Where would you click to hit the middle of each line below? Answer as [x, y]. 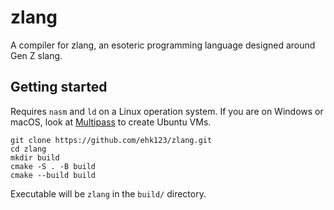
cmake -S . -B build [53, 166]
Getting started [59, 87]
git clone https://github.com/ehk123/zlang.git [111, 140]
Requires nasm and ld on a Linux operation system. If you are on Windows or [167, 111]
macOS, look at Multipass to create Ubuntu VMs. [111, 122]
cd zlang [28, 149]
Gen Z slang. [36, 55]
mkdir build [35, 157]
